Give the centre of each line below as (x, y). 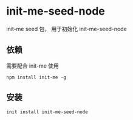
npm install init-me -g (36, 77)
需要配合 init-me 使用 (33, 66)
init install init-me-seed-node (47, 112)
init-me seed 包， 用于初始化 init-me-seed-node (67, 29)
